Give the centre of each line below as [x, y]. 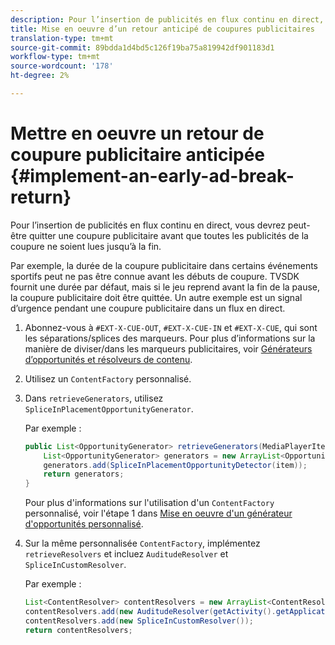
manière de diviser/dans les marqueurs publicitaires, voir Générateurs [168, 348]
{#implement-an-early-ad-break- [152, 176]
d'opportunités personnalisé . [84, 524]
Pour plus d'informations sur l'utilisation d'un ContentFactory [149, 503]
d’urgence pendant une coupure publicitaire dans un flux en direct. [148, 308]
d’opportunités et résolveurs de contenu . [108, 359]
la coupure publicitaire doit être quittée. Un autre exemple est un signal [156, 297]
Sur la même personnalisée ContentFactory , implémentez [142, 543]
